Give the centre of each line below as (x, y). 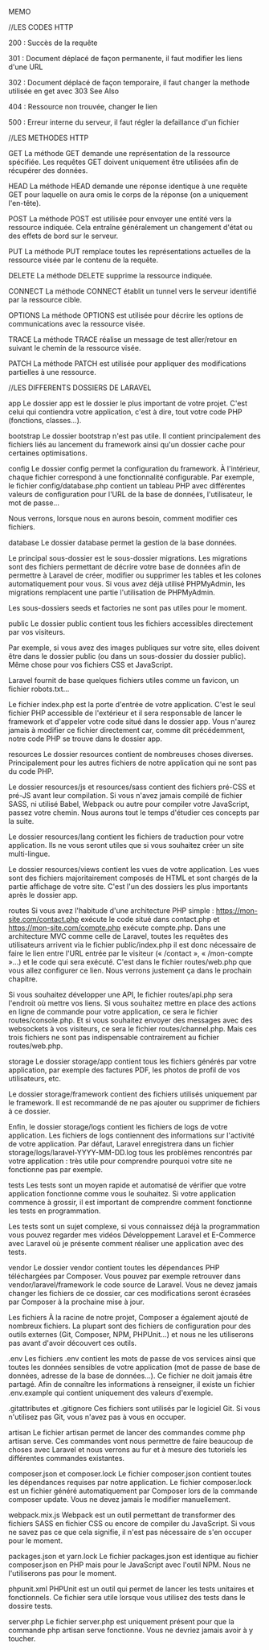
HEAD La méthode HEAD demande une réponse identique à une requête (128, 186)
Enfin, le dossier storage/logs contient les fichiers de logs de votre (118, 1127)
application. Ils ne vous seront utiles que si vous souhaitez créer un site (126, 845)
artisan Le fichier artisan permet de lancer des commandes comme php (127, 1432)
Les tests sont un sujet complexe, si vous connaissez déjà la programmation (134, 1226)
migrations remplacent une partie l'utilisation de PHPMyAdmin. (112, 592)
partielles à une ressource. (52, 372)
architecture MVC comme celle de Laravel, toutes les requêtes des (118, 936)
